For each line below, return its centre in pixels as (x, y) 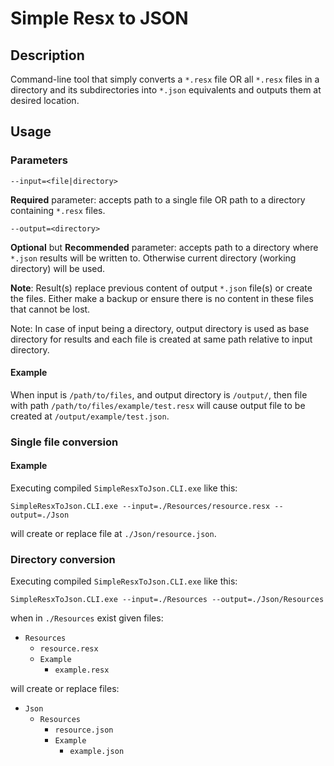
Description (47, 55)
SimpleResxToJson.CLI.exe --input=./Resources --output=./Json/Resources (167, 600)
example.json (97, 752)
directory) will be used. (58, 268)
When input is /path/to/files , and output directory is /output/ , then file (159, 394)
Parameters (39, 160)
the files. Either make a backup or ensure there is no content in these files (162, 298)
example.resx (82, 670)
